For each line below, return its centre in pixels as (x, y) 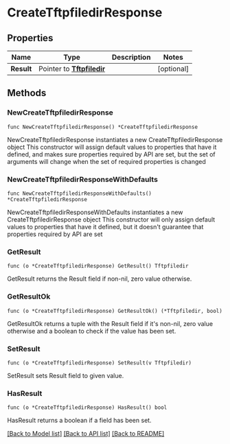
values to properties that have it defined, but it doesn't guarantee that (105, 226)
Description (131, 57)
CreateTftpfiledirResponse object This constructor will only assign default (111, 219)
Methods (27, 93)
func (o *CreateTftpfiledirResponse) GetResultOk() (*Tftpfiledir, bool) (115, 311)
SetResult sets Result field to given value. (66, 375)
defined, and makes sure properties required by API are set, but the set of (112, 154)
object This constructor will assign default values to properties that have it (112, 147)
